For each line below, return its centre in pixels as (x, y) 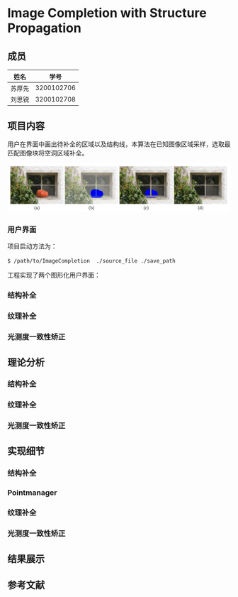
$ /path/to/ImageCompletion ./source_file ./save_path (91, 261)
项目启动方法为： (32, 246)
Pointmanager (32, 493)
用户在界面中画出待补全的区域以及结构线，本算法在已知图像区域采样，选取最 (119, 144)
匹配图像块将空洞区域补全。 (48, 153)
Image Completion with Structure (107, 13)
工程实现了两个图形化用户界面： (54, 275)
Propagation (44, 28)
